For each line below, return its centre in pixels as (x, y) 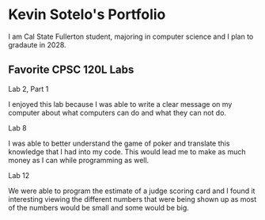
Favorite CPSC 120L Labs (71, 70)
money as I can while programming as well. (79, 160)
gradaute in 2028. (37, 44)
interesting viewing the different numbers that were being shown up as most (132, 199)
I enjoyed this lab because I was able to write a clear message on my (120, 104)
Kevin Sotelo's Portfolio (87, 15)
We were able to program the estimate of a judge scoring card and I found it (132, 191)
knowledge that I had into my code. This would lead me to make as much (127, 151)
